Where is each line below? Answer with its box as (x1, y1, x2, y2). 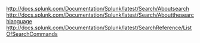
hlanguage (6, 18, 33, 24)
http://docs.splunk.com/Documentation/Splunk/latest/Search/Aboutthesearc (6, 11, 194, 19)
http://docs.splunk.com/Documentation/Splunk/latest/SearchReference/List (6, 24, 192, 31)
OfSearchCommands (6, 30, 58, 38)
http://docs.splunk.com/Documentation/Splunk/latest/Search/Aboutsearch (6, 5, 189, 12)
